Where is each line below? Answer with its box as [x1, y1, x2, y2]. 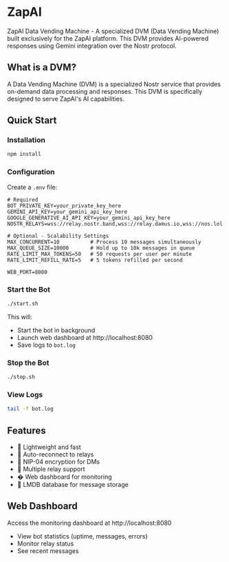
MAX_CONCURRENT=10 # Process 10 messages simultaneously [7, 239, 201, 245]
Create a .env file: [7, 183, 58, 191]
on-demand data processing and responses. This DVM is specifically [7, 87, 203, 95]
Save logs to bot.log [17, 341, 76, 349]
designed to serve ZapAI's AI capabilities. [7, 94, 125, 103]
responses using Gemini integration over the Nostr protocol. [7, 41, 177, 50]
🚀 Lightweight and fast [17, 443, 81, 451]
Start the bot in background [17, 325, 96, 334]
